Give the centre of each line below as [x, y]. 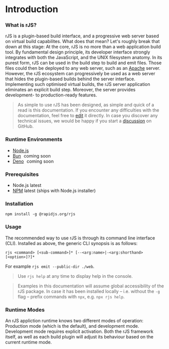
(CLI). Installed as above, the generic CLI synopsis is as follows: [71, 243]
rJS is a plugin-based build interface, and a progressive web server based [82, 36]
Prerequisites [22, 174]
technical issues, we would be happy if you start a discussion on [84, 121]
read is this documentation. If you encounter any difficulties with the [89, 110]
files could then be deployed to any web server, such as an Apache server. [83, 68]
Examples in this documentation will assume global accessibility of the [91, 286]
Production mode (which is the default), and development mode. [72, 326]
